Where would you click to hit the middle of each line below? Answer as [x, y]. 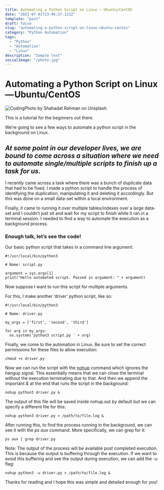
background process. [26, 224]
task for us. [23, 171]
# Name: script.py [24, 265]
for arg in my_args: [26, 331]
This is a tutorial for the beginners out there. [49, 118]
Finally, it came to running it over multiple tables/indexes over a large [74, 208]
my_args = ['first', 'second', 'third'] [47, 322]
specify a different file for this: [35, 407]
